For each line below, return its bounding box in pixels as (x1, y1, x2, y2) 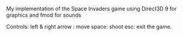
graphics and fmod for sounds (6, 11, 81, 19)
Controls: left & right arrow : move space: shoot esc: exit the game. (6, 23, 172, 30)
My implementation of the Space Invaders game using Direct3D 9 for (6, 5, 177, 12)
